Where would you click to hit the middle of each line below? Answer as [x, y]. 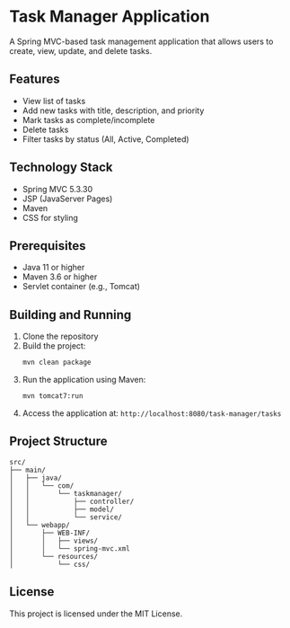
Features [35, 80]
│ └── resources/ [54, 556]
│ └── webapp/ [40, 525]
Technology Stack [61, 168]
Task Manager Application [110, 17]
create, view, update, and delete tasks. [81, 50]
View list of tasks [54, 101]
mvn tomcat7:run [53, 396]
